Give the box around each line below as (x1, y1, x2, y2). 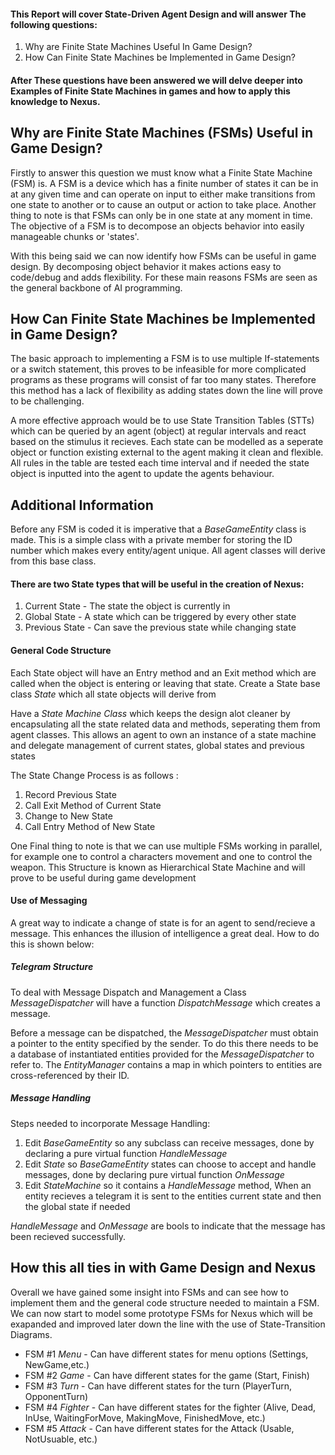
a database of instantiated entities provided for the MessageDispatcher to (10, 1048, 315, 1060)
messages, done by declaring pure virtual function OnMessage (24, 1168, 285, 1180)
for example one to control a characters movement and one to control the (10, 850, 313, 862)
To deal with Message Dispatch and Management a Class (10, 986, 247, 998)
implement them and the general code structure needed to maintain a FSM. (10, 1296, 320, 1309)
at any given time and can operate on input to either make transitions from (10, 188, 316, 200)
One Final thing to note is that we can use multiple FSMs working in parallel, (10, 840, 323, 852)
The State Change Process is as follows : (10, 769, 179, 781)
